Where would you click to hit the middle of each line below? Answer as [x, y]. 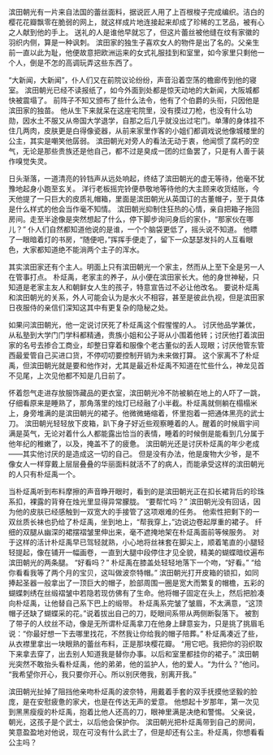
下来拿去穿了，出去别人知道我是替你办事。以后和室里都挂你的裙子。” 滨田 [130, 654]
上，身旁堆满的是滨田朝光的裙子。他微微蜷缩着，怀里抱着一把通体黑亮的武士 [136, 413]
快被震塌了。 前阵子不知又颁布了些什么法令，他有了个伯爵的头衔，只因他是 [134, 100]
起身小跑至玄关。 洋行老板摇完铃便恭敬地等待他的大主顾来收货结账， [137, 189]
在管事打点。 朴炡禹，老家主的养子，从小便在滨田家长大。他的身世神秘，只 [134, 277]
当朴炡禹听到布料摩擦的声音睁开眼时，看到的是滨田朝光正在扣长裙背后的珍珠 [136, 491]
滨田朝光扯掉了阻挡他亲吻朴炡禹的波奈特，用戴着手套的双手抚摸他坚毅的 [129, 692]
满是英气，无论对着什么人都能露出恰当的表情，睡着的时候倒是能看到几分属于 [136, 434]
